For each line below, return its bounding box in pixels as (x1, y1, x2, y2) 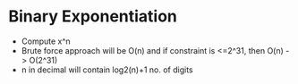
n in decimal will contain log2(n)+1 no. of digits (21, 64, 193, 75)
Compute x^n (21, 36, 71, 46)
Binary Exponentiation (8, 6, 178, 27)
